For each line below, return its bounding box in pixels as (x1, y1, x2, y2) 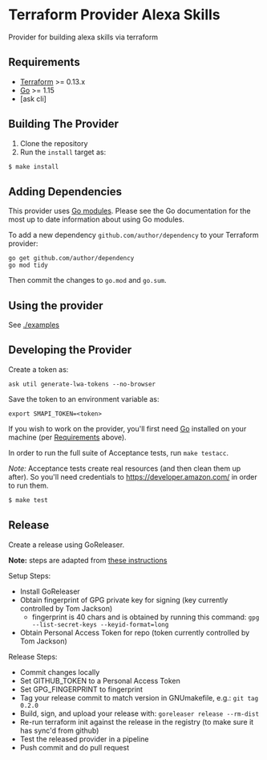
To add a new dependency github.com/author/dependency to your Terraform (8, 231, 259, 240)
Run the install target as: (19, 147, 107, 157)
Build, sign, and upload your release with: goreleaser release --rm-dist (19, 709, 259, 718)
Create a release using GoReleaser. (8, 540, 125, 550)
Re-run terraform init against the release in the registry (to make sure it (19, 717, 254, 726)
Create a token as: (8, 364, 69, 374)
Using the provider (8, 299, 103, 313)
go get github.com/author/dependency (8, 255, 135, 263)
